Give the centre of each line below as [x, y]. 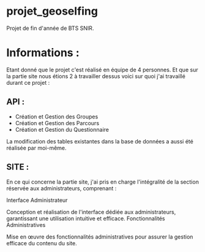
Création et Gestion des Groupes [57, 117]
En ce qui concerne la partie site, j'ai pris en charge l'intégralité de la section [102, 182]
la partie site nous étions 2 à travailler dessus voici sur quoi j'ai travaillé [96, 76]
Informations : [43, 53]
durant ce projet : [28, 82]
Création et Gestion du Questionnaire [62, 129]
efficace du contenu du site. [42, 243]
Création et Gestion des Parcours [57, 123]
